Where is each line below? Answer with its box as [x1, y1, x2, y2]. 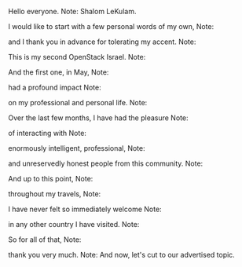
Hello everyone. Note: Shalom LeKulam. [8, 7, 137, 16]
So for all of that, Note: [8, 235, 82, 244]
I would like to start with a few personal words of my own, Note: [8, 22, 214, 31]
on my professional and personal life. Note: [8, 98, 148, 107]
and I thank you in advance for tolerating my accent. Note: [8, 37, 196, 46]
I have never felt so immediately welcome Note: [8, 204, 163, 214]
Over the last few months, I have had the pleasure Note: [8, 113, 189, 123]
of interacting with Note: [8, 129, 86, 137]
